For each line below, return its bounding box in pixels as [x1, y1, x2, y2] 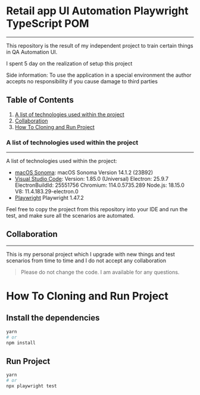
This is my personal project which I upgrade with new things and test [6, 250, 176, 258]
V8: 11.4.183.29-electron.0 [14, 188, 79, 195]
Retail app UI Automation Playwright [6, 4, 189, 18]
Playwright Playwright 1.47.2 [14, 195, 85, 202]
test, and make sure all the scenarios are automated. [6, 212, 135, 220]
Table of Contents [6, 95, 74, 105]
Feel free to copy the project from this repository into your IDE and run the [6, 206, 188, 213]
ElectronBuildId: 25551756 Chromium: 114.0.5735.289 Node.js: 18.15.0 [14, 181, 185, 189]
